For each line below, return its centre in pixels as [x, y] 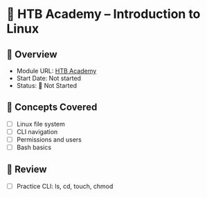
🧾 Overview [32, 54]
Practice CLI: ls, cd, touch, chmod [65, 186]
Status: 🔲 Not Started [47, 85]
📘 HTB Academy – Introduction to [103, 14]
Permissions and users [49, 139]
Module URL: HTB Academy [56, 71]
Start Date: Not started [48, 78]
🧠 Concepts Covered [52, 107]
